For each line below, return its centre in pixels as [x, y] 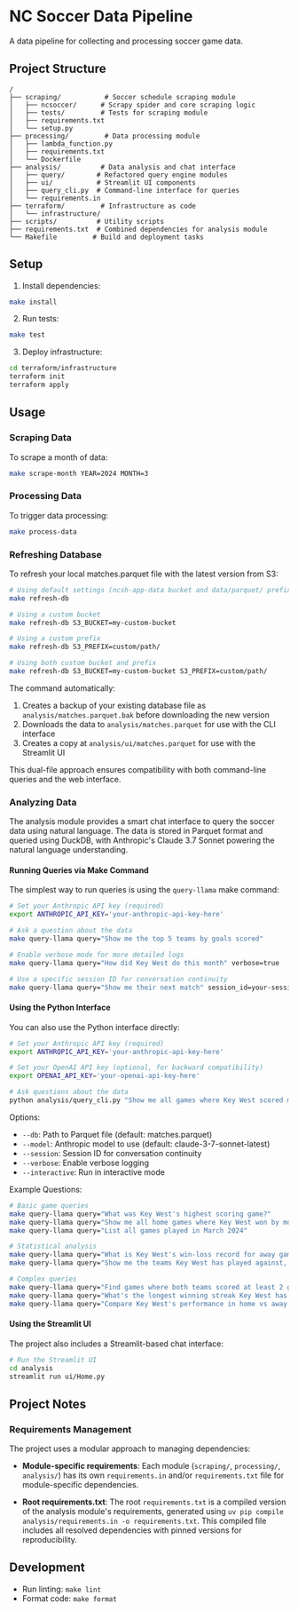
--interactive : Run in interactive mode [94, 1172]
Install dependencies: [61, 285]
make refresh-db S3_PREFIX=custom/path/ [85, 647]
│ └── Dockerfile [45, 159]
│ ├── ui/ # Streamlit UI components [103, 183]
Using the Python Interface [60, 1008]
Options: [25, 1117]
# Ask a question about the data [71, 931]
